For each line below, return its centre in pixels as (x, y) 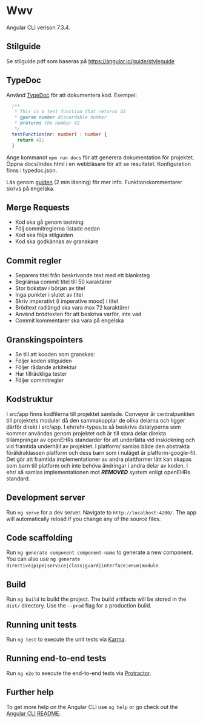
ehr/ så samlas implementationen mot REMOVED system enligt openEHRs (98, 472)
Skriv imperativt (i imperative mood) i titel (66, 301)
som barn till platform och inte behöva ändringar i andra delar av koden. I (97, 465)
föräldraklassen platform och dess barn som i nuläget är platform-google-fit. (101, 452)
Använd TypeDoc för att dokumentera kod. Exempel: (72, 95)
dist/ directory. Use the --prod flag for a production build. (79, 606)
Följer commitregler (39, 380)
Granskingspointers (45, 340)
